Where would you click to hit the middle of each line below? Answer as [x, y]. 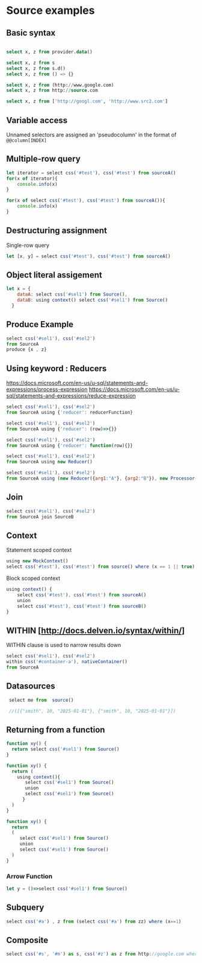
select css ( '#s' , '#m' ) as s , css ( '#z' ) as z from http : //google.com [95, 954]
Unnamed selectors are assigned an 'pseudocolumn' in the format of [91, 135]
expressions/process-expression [47, 389]
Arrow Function [29, 876]
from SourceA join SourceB [40, 516]
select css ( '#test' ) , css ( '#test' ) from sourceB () [82, 606]
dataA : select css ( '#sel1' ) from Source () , [72, 294]
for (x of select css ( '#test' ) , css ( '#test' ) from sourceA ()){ [86, 201]
